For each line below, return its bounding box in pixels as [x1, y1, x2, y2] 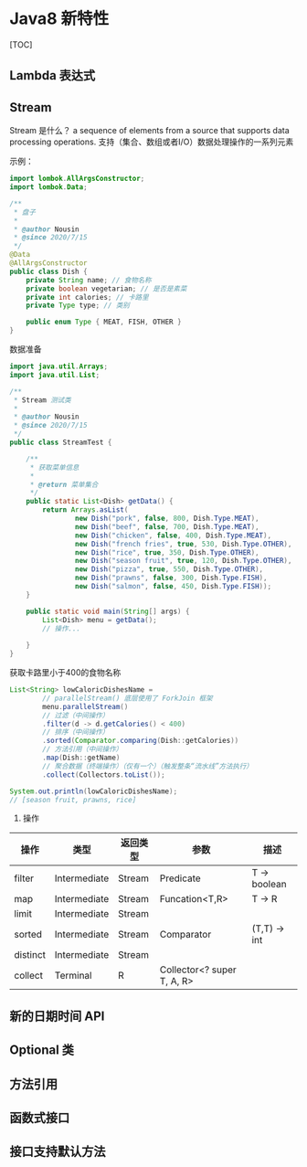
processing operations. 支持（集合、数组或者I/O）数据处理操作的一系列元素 [9, 136, 294, 147]
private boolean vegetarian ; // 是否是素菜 [26, 284, 187, 293]
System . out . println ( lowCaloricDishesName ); [9, 787, 178, 796]
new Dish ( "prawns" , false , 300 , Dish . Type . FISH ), [74, 573, 268, 583]
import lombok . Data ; [9, 183, 89, 192]
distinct [14, 949, 47, 961]
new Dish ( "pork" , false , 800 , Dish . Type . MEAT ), [74, 514, 259, 524]
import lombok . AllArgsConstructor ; [9, 175, 145, 184]
